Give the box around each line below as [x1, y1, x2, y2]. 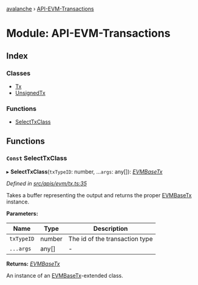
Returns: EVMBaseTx [6, 260, 60, 267]
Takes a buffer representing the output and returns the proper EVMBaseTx [6, 191, 193, 199]
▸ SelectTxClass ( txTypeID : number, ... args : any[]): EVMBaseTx [6, 167, 163, 175]
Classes [6, 69, 31, 77]
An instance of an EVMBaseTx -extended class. [6, 272, 123, 279]
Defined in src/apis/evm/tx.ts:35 [6, 180, 87, 187]
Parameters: [6, 209, 38, 217]
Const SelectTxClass [6, 154, 67, 163]
